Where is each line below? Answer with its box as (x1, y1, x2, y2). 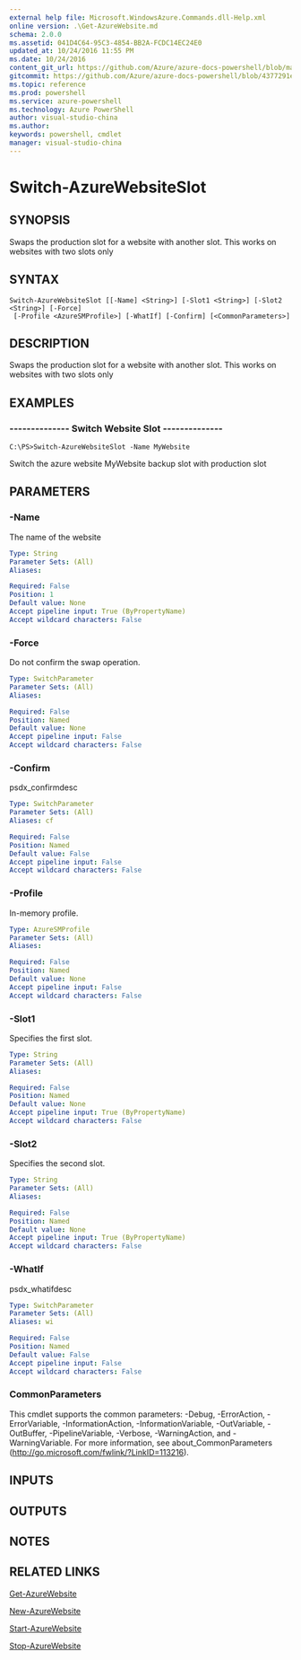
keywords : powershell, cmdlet (9, 130, 123, 139)
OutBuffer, (9, 1427, 47, 1438)
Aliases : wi (9, 1317, 54, 1327)
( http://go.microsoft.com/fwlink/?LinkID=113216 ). (9, 1446, 190, 1457)
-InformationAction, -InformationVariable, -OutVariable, (62, 1418, 266, 1428)
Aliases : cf (9, 816, 54, 826)
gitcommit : (9, 72, 50, 81)
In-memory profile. (9, 908, 79, 918)
